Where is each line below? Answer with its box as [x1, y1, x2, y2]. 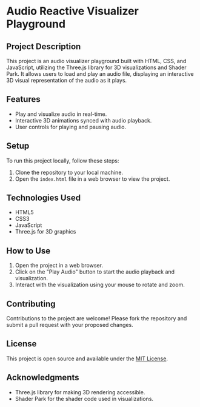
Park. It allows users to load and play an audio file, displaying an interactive [6, 70, 194, 77]
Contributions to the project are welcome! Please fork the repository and [6, 315, 187, 322]
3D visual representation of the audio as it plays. [6, 77, 127, 84]
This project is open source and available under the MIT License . [6, 355, 168, 362]
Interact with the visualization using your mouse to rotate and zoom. [15, 281, 185, 289]
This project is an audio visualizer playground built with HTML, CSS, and [6, 58, 187, 64]
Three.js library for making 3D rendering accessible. [15, 388, 145, 395]
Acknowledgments [6, 372, 80, 383]
